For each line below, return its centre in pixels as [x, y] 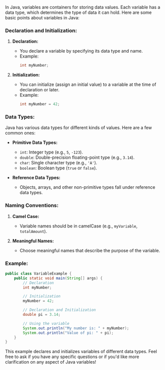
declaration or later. [40, 90]
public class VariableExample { [38, 273]
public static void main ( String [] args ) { [58, 278]
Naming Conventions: [32, 206]
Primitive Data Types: [35, 143]
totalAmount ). [33, 231]
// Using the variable [46, 323]
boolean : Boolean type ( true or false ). [58, 168]
